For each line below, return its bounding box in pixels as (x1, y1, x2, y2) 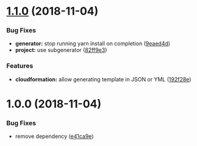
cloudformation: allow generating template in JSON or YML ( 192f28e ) (15, 75, 192, 83)
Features (6, 62, 34, 70)
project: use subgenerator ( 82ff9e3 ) (15, 46, 107, 54)
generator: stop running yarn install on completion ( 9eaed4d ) (15, 40, 171, 47)
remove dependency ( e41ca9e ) (15, 133, 94, 140)
